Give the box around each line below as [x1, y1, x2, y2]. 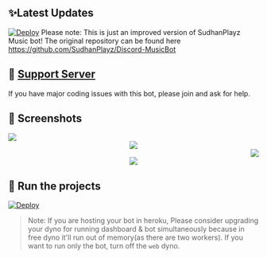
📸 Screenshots [8, 111, 83, 126]
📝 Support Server [8, 68, 95, 81]
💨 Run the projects [8, 179, 101, 193]
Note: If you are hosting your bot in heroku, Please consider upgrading [27, 216, 259, 225]
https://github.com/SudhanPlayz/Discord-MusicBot [8, 44, 176, 54]
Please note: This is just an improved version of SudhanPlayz [41, 27, 241, 37]
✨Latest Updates [8, 6, 94, 20]
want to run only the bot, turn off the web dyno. [27, 241, 180, 251]
